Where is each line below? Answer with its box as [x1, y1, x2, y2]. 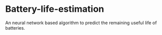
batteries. [5, 25, 25, 31]
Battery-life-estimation [5, 3, 105, 15]
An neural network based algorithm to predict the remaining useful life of [5, 20, 157, 26]
